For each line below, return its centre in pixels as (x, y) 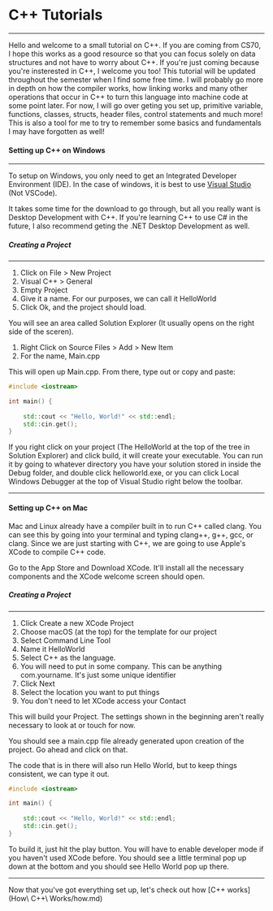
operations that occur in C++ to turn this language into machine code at (128, 97)
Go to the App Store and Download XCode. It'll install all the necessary (126, 567)
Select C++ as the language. (68, 657)
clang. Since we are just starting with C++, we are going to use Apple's (127, 543)
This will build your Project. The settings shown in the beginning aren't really (136, 716)
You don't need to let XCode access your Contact (103, 701)
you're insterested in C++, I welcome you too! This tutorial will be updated (132, 71)
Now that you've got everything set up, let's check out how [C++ (117, 889)
